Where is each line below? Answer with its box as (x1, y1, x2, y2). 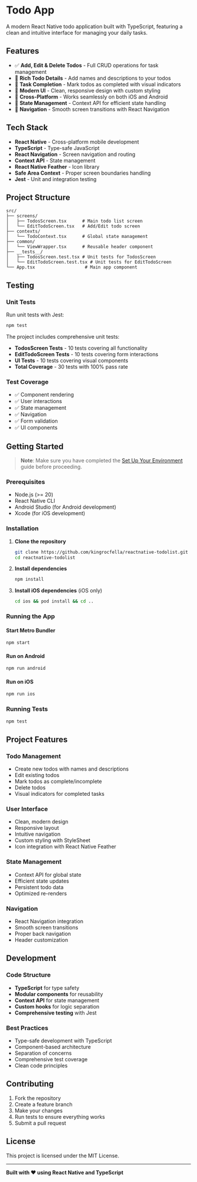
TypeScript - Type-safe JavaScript (14, 144, 100, 151)
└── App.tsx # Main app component (6, 264, 138, 270)
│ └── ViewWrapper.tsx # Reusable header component (6, 244, 154, 250)
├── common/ (6, 239, 35, 245)
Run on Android (6, 652, 45, 659)
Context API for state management (14, 997, 100, 1004)
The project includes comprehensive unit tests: (6, 333, 120, 340)
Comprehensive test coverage (14, 1056, 88, 1063)
